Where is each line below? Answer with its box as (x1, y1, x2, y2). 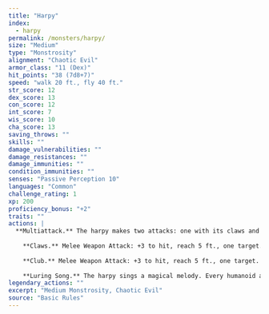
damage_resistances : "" (8, 153, 88, 161)
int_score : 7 (8, 109, 52, 117)
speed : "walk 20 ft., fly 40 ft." (8, 78, 124, 86)
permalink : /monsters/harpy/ (8, 34, 106, 42)
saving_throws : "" (8, 130, 70, 138)
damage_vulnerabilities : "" (8, 145, 102, 153)
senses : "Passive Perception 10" (8, 175, 120, 184)
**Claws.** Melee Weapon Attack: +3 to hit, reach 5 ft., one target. (22, 242, 263, 250)
